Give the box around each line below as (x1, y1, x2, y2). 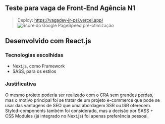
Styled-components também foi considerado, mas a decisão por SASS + (5, 108, 154, 114)
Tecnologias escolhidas (5, 52, 63, 59)
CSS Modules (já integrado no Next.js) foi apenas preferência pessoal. (5, 113, 149, 119)
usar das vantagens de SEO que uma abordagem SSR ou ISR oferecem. (5, 102, 151, 108)
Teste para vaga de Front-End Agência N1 (5, 4, 135, 12)
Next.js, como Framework (12, 63, 65, 69)
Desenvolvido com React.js (5, 37, 92, 45)
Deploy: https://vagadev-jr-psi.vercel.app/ (17, 17, 104, 23)
